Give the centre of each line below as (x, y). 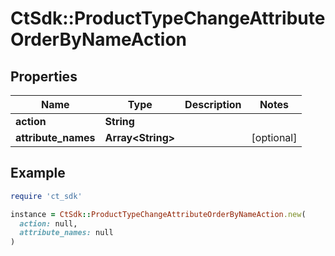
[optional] (274, 137)
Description (213, 104)
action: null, (48, 223)
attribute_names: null (66, 233)
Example (38, 173)
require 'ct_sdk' (46, 196)
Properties (44, 76)
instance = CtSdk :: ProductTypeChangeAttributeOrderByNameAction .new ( (158, 214)
